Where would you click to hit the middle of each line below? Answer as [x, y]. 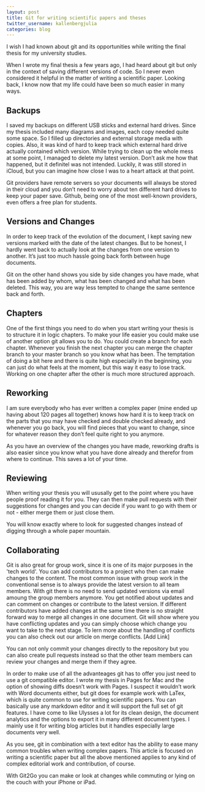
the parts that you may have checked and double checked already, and [96, 421]
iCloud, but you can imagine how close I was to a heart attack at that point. [100, 171]
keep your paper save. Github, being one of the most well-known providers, [102, 196]
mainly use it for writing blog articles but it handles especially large [91, 726]
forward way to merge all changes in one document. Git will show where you [103, 617]
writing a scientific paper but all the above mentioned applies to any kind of [101, 757]
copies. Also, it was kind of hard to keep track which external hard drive [97, 145]
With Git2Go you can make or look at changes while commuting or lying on [101, 776]
